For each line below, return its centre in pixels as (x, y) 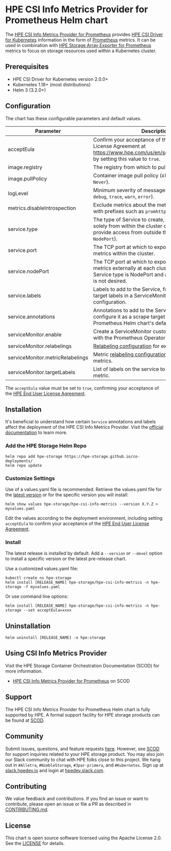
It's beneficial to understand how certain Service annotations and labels (81, 422)
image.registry (25, 167)
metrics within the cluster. (124, 253)
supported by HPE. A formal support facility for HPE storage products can (83, 715)
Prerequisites (27, 67)
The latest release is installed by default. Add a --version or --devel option (84, 554)
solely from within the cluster (128, 226)
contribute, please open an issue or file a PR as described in (68, 804)
